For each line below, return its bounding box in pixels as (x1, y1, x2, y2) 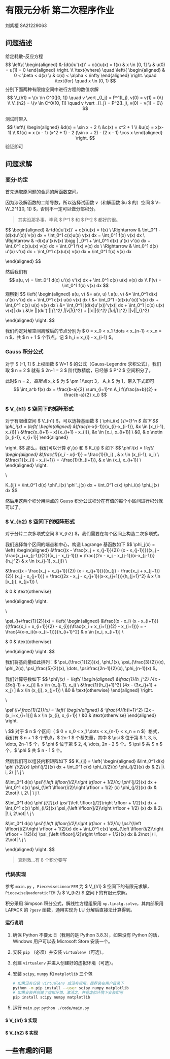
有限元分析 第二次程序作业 (5, 5, 114, 16)
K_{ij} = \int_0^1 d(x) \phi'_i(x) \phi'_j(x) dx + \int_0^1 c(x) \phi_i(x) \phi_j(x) (5, 481, 160, 488)
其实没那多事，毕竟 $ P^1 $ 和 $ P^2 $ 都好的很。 (17, 217, 121, 223)
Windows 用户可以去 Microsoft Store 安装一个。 (12, 938, 113, 944)
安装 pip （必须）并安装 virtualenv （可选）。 (12, 949, 107, 955)
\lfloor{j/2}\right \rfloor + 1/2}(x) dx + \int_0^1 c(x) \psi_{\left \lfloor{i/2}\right (5, 826, 164, 832)
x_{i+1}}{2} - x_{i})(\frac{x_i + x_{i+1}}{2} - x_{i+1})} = (31, 623, 144, 629)
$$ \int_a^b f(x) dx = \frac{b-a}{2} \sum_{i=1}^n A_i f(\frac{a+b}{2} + (13, 386, 157, 392)
